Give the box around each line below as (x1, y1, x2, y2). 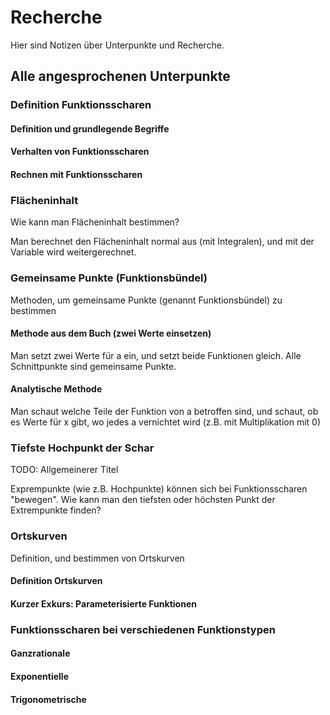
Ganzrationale (10, 647, 71, 660)
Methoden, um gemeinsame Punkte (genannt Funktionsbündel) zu (10, 294, 283, 306)
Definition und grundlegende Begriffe (10, 122, 170, 135)
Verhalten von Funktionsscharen (10, 146, 150, 158)
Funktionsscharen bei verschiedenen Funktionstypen (10, 622, 276, 636)
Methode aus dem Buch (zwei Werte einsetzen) (10, 327, 212, 340)
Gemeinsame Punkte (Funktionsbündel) (10, 271, 208, 285)
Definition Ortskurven (10, 575, 103, 587)
